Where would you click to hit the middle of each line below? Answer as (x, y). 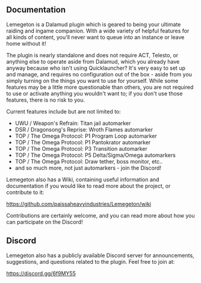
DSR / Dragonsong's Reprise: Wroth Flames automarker (84, 129)
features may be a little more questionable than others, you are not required (100, 87)
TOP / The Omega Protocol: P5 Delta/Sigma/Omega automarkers (95, 155)
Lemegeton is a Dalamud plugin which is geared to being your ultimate (94, 24)
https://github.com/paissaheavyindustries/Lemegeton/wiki (79, 204)
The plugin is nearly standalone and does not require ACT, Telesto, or (92, 55)
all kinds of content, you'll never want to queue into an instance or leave (95, 37)
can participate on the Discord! (45, 222)
